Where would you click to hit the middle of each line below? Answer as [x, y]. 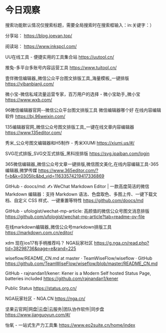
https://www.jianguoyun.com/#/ [38, 314]
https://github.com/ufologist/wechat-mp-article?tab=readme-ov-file [75, 216]
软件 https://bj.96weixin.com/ [35, 116]
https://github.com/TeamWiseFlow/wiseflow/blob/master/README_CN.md [82, 263]
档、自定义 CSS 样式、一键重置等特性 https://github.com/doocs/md [74, 200]
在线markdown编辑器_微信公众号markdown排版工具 [59, 227]
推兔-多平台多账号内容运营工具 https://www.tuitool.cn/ [61, 67]
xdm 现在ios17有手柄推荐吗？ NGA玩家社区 [49, 242]
